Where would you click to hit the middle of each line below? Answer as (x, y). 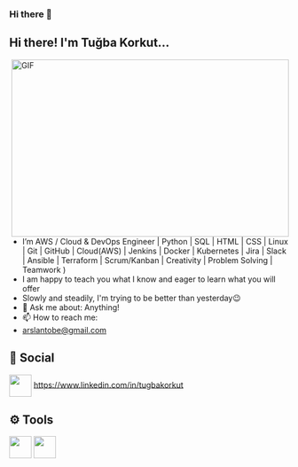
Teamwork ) (44, 269)
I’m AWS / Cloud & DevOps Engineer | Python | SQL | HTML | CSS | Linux (155, 241)
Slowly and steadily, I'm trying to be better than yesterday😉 (131, 298)
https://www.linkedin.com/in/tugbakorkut (108, 385)
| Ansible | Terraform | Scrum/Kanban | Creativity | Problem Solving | (147, 260)
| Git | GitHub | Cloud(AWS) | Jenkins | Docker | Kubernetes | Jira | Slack (154, 251)
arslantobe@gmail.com (64, 330)
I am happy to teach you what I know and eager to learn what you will (149, 279)
